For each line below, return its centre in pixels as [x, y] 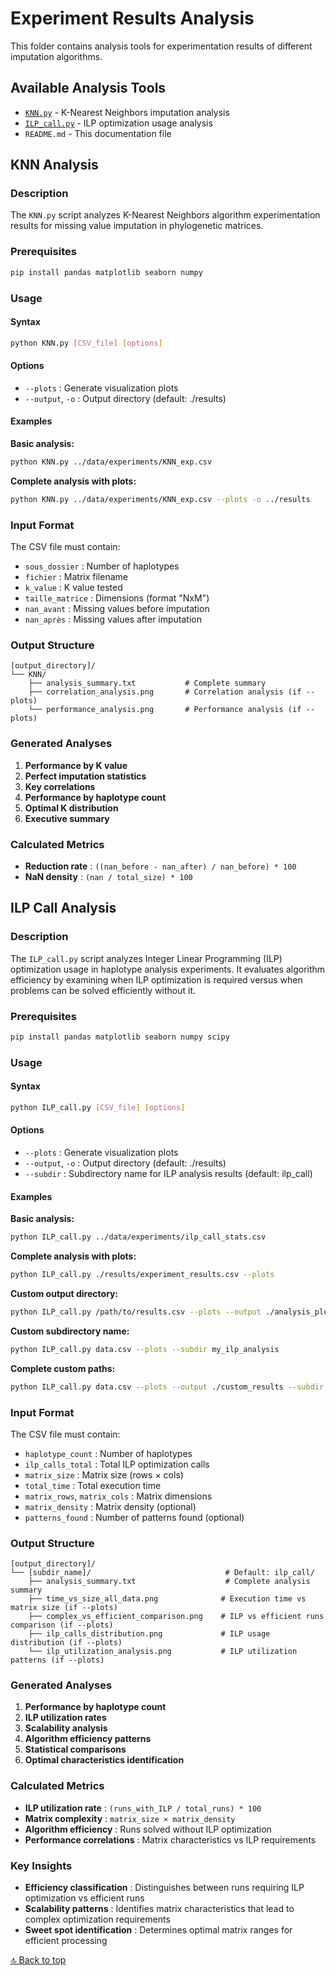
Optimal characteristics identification [104, 1760]
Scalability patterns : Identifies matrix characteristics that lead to [159, 1909]
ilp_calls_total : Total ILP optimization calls [117, 1464]
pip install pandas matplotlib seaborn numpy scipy [120, 1037]
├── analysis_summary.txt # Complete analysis [169, 1582]
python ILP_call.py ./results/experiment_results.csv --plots [142, 1275]
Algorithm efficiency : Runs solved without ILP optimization [148, 1829]
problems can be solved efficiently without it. [103, 990]
